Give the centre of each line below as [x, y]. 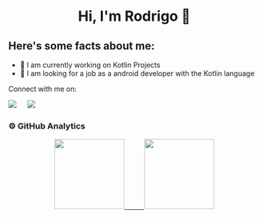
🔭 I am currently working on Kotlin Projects [90, 65]
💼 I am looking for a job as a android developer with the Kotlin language [137, 73]
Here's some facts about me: [82, 46]
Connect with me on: [43, 89]
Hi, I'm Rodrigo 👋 [134, 16]
